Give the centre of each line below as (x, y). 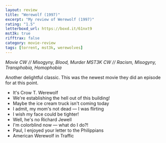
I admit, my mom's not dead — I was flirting (58, 109)
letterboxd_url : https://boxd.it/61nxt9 (49, 29)
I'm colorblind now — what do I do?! (50, 125)
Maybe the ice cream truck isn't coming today (61, 103)
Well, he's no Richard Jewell (42, 119)
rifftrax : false (22, 39)
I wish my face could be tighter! (46, 114)
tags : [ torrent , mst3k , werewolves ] (44, 48)
